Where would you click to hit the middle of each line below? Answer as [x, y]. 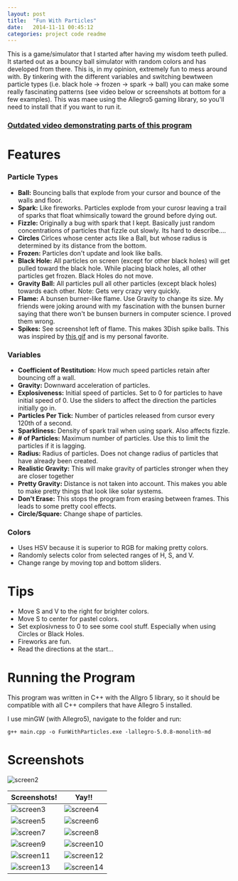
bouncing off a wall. [47, 377]
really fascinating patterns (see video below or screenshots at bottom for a [117, 92]
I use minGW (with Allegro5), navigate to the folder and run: [94, 719]
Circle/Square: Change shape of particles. [80, 514]
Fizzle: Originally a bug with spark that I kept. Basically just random [116, 223]
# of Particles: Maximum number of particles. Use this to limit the [113, 438]
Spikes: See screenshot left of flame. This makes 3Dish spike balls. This [123, 329]
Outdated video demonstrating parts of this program [100, 125]
